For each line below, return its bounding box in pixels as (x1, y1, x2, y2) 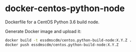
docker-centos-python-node (5, 3, 125, 14)
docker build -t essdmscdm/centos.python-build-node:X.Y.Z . (5, 37, 132, 43)
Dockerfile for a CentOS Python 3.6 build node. (5, 19, 100, 25)
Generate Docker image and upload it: (5, 28, 81, 34)
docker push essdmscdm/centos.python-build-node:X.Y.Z (5, 42, 119, 47)
